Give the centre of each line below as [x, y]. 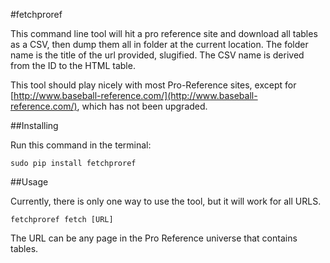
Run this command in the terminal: [81, 145]
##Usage [29, 182]
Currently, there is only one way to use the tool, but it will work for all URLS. [166, 201]
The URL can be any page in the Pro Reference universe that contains [154, 238]
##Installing [34, 125]
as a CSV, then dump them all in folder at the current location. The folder [159, 44]
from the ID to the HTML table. [73, 65]
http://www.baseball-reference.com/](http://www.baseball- [135, 95]
